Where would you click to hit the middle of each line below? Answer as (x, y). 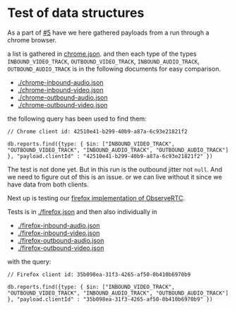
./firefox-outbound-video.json (61, 248)
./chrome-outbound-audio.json (62, 97)
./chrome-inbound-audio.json (60, 82)
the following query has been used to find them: (77, 119)
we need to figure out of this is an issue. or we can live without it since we (115, 177)
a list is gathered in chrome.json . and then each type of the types (102, 54)
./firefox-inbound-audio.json (59, 225)
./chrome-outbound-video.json (62, 105)
